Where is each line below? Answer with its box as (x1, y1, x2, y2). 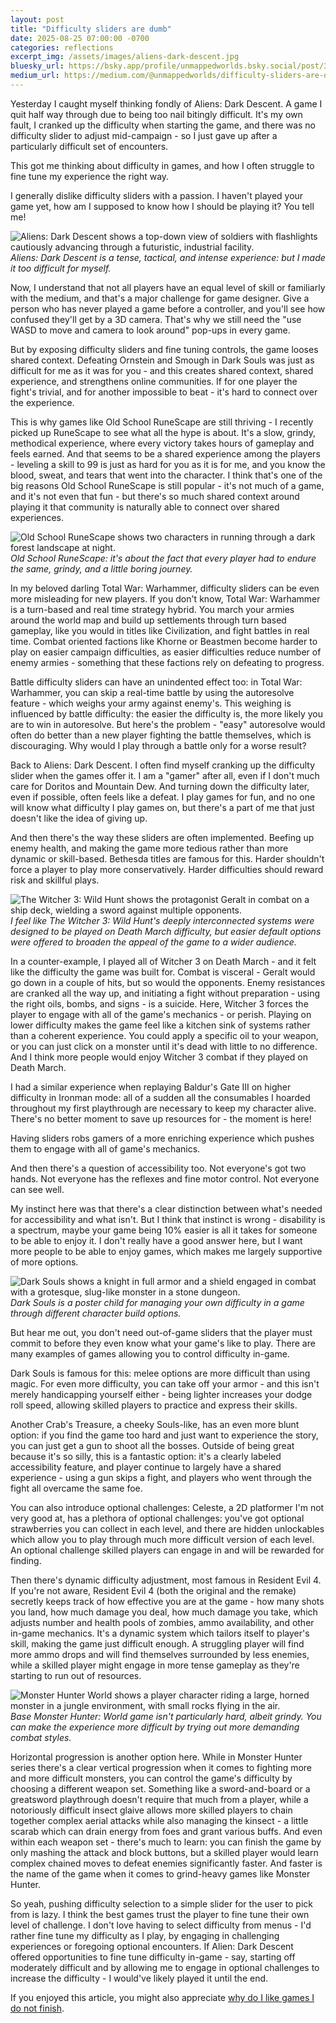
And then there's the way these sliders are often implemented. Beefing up (10, 831, 315, 843)
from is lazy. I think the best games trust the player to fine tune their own (10, 1908, 310, 1920)
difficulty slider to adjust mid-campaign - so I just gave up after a (10, 129, 278, 141)
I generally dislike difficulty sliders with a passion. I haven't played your (10, 189, 304, 201)
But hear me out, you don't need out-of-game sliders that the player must (10, 1326, 313, 1338)
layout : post (10, 14, 65, 25)
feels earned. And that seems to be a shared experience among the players (10, 447, 321, 460)
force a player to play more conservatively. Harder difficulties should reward (10, 863, 324, 875)
